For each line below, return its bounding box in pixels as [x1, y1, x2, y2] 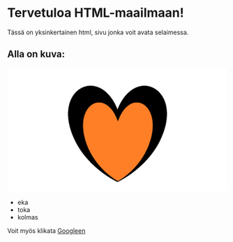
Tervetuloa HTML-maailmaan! [7, 5, 184, 21]
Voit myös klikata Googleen [7, 227, 86, 235]
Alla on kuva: [7, 48, 65, 60]
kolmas [17, 213, 38, 222]
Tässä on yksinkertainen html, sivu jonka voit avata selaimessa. [7, 28, 189, 36]
